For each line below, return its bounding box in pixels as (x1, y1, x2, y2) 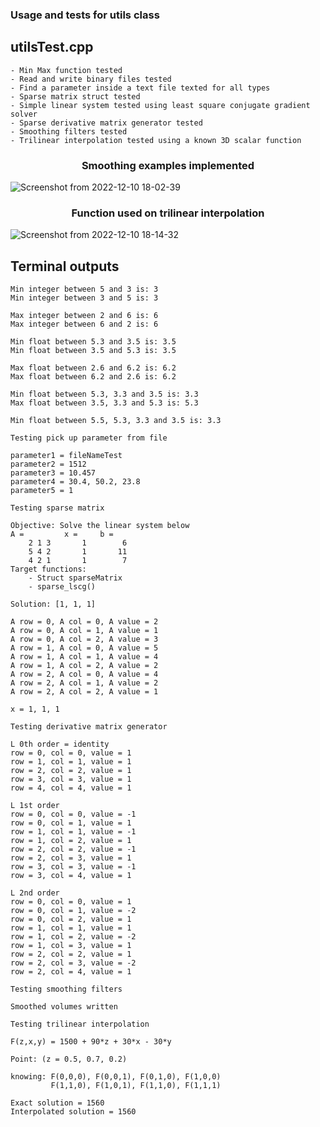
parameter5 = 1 (10, 486, 74, 496)
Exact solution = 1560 (10, 1098, 105, 1108)
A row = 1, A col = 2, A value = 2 (10, 661, 159, 671)
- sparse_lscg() (28, 582, 97, 592)
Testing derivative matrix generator (10, 722, 168, 732)
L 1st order (10, 801, 60, 811)
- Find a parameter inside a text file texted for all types (10, 83, 271, 93)
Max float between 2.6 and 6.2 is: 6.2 (10, 363, 177, 373)
